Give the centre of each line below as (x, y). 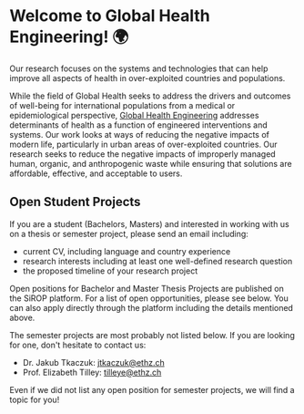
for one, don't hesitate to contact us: (78, 345)
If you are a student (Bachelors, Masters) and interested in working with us (149, 223)
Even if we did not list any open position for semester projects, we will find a (152, 389)
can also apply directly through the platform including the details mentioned (152, 307)
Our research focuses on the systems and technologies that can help (139, 68)
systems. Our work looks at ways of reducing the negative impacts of (140, 134)
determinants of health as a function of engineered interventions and (138, 125)
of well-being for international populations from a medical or (122, 105)
